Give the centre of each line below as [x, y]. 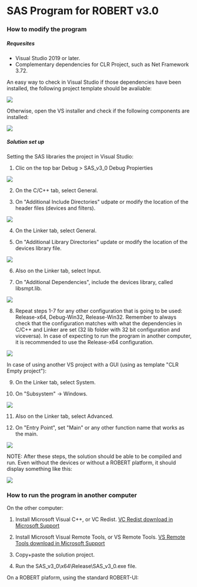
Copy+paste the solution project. [55, 555]
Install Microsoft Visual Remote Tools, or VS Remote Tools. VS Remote [100, 537]
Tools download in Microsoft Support [60, 543]
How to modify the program [47, 29]
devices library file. [38, 248]
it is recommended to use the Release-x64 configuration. [84, 342]
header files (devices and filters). [55, 208]
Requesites [21, 43]
